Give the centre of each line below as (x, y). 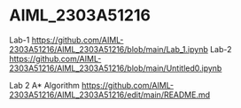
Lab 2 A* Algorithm (44, 85)
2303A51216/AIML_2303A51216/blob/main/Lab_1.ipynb (109, 49)
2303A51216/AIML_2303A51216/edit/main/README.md (110, 95)
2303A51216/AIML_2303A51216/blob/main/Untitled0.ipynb (116, 68)
